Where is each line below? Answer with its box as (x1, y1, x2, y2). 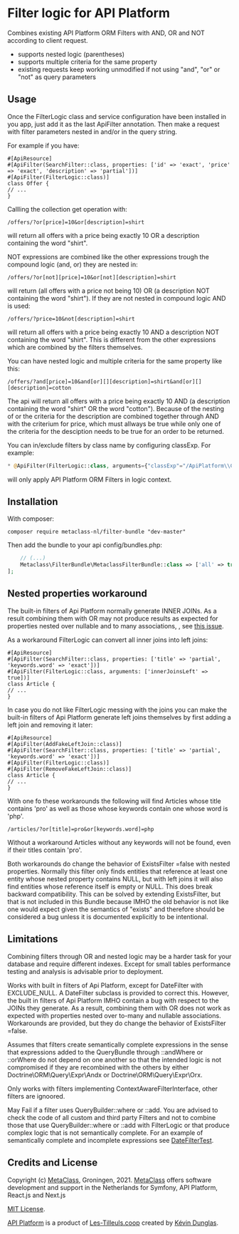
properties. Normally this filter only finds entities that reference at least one (7, 867, 228, 876)
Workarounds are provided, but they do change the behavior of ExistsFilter (7, 1019, 226, 1027)
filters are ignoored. (7, 1092, 65, 1100)
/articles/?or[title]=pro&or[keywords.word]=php (7, 825, 154, 833)
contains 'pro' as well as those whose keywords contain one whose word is (7, 804, 228, 813)
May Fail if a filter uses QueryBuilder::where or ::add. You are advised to (7, 1106, 218, 1114)
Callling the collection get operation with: (7, 204, 128, 213)
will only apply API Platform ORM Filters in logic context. (7, 475, 172, 484)
